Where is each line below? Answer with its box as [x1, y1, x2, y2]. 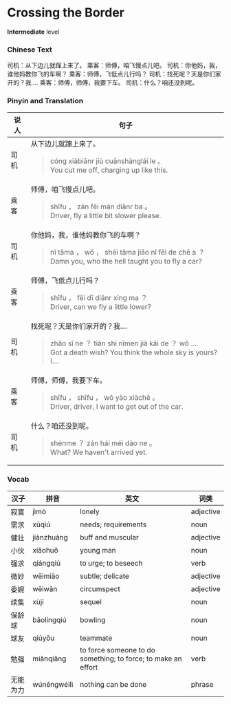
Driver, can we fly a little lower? [50, 301, 151, 311]
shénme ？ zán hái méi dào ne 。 [50, 438, 157, 448]
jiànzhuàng [32, 532, 69, 542]
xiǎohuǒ [32, 545, 58, 555]
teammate [80, 633, 113, 643]
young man [80, 545, 117, 555]
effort [80, 662, 98, 672]
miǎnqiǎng [32, 654, 67, 663]
